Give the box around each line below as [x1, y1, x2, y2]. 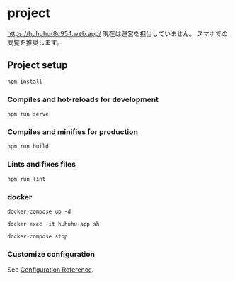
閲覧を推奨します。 [7, 38, 63, 47]
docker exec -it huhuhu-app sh [7, 220, 100, 228]
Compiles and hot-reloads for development [7, 94, 159, 104]
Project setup [7, 59, 69, 72]
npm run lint [7, 175, 46, 182]
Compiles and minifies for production [7, 126, 138, 136]
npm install [7, 78, 42, 85]
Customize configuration [7, 249, 96, 259]
